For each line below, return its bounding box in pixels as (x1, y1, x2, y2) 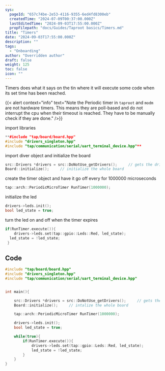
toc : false (5, 67, 27, 72)
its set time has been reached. (5, 90, 66, 96)
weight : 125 (5, 62, 29, 67)
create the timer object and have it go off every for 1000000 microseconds (5, 175, 156, 181)
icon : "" (5, 71, 23, 76)
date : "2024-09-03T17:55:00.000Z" (5, 35, 76, 40)
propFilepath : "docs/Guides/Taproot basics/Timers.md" (9, 26, 124, 31)
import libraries (5, 125, 36, 131)
